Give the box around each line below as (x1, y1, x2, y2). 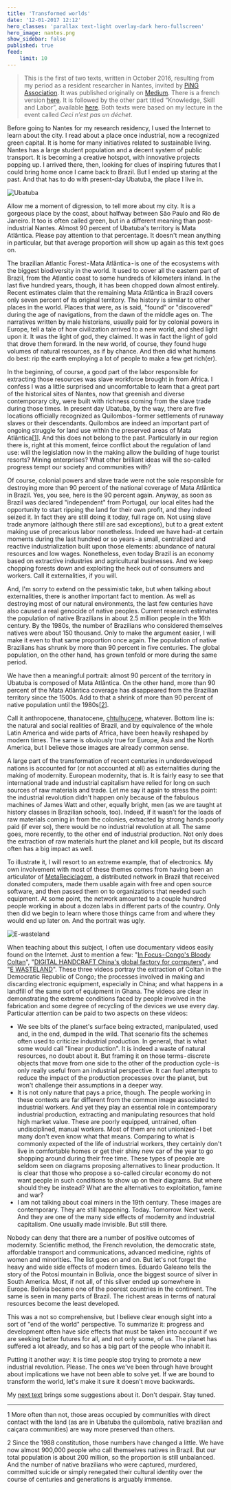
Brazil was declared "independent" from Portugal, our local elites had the (7, 498, 214, 507)
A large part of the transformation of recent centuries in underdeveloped (7, 756, 212, 765)
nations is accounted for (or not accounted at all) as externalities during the (7, 764, 221, 772)
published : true (7, 42, 54, 49)
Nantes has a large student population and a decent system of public (7, 145, 203, 154)
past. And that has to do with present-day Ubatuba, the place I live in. (7, 175, 204, 183)
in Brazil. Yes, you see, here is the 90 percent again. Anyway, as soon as (7, 491, 212, 499)
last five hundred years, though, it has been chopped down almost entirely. (7, 280, 219, 289)
